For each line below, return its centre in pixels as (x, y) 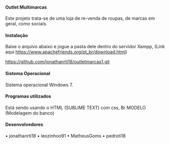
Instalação (16, 35)
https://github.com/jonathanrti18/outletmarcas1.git (58, 62)
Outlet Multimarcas (26, 7)
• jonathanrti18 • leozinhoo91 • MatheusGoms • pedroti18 (65, 136)
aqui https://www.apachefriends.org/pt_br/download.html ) (66, 52)
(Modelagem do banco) (30, 113)
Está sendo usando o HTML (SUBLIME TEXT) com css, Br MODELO (76, 107)
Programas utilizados (28, 96)
